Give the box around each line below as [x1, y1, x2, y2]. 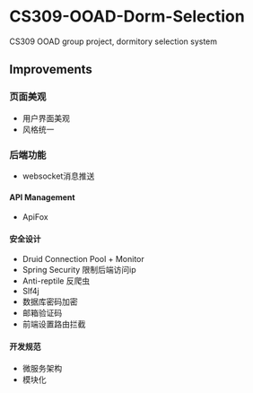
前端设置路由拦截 [22, 319, 86, 329]
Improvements [9, 62, 92, 77]
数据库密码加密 [22, 296, 78, 307]
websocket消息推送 [22, 170, 95, 181]
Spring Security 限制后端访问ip [22, 265, 136, 275]
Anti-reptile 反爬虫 [22, 275, 91, 286]
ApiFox [22, 212, 48, 223]
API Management [9, 191, 75, 203]
